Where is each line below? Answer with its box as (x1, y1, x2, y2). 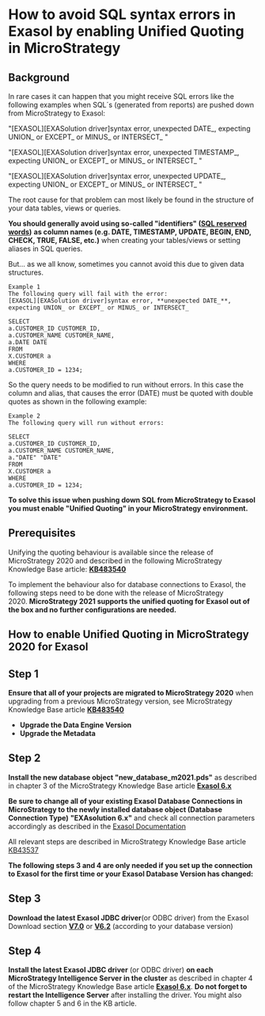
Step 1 (8, 667, 40, 680)
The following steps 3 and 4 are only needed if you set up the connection (8, 860, 253, 870)
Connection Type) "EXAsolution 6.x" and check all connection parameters (8, 813, 256, 822)
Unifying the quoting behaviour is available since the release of (8, 548, 214, 557)
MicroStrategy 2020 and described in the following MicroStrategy (8, 555, 223, 565)
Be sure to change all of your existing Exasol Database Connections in (8, 796, 243, 806)
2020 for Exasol (8, 640, 89, 654)
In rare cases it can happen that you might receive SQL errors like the (8, 92, 235, 100)
